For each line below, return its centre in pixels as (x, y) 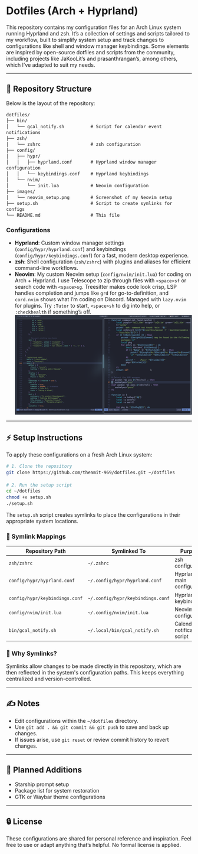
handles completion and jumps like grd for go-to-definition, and (92, 293)
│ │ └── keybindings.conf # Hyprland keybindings (77, 174)
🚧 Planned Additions (44, 770)
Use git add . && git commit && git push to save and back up (92, 727)
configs (16, 209)
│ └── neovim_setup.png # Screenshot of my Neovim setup (89, 197)
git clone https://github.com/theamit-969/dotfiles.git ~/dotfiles (91, 472)
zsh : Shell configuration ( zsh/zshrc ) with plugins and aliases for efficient (103, 262)
